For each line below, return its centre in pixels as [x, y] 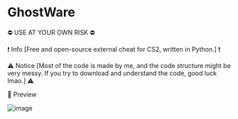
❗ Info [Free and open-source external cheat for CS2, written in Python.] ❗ [114, 49]
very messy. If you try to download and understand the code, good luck [112, 73]
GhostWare [42, 12]
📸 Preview [22, 94]
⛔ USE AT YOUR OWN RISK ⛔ [51, 32]
